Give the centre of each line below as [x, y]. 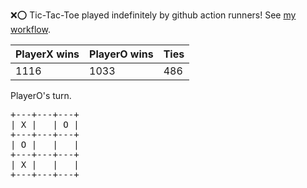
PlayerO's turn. [41, 95]
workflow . [30, 29]
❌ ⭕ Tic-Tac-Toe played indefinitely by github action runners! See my [153, 15]
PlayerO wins [121, 54]
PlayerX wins [47, 54]
